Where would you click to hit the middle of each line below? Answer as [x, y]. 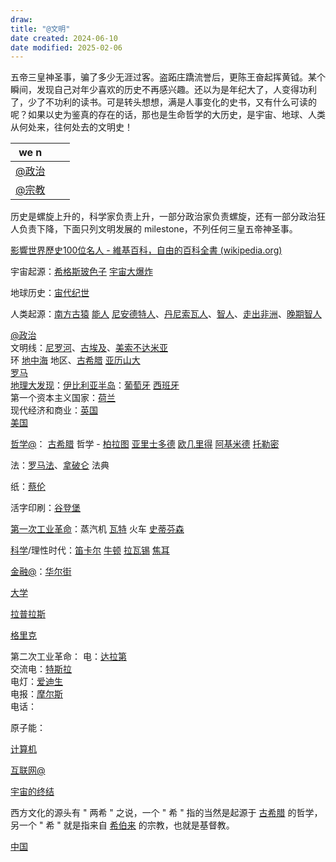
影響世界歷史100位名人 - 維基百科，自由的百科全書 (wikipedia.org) [146, 250]
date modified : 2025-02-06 [66, 47]
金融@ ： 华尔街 [41, 572]
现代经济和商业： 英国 [54, 410]
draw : [21, 19]
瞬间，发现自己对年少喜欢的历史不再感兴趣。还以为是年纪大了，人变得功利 [163, 90]
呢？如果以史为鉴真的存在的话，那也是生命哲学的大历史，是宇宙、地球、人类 [168, 115]
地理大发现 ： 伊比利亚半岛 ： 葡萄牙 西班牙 [95, 385]
